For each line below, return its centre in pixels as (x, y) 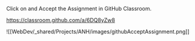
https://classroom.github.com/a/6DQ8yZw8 (61, 20)
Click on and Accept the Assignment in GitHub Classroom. (79, 9)
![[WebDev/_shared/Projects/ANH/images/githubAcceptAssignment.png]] (98, 31)
